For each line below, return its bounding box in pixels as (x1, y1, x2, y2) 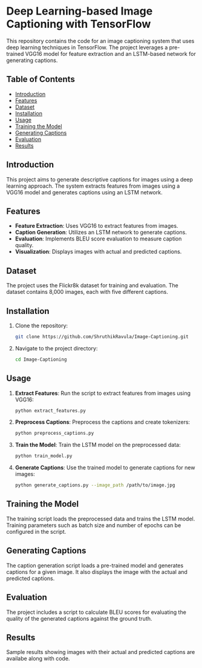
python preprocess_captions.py (15, 430, 94, 437)
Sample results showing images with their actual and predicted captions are (6, 649, 195, 656)
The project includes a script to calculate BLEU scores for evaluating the (6, 608, 186, 616)
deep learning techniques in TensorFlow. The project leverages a (6, 44, 168, 51)
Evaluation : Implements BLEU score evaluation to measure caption (15, 235, 182, 242)
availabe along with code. (6, 655, 70, 663)
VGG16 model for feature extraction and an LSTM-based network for (25, 50, 197, 57)
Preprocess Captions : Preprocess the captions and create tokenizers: (15, 418, 191, 426)
